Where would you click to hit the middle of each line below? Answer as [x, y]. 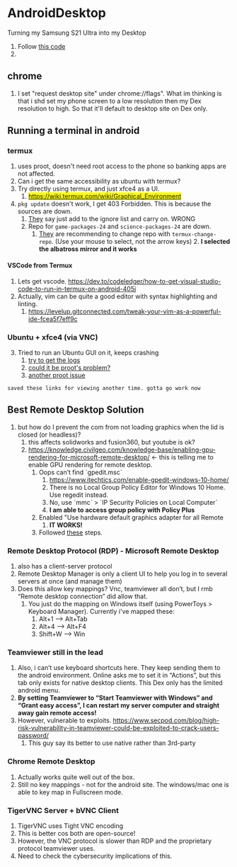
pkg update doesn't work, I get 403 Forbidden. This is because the [114, 204]
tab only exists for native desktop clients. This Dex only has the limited [120, 683]
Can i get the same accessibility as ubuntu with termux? [99, 181]
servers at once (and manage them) [70, 581]
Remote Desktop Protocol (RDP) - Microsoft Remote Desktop [113, 551]
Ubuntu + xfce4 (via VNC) [53, 337]
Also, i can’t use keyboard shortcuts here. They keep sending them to [119, 668]
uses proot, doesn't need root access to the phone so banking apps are [122, 166]
